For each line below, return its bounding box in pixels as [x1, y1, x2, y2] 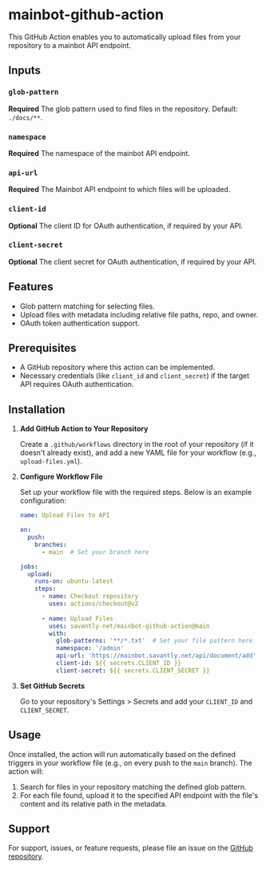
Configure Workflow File [19, 472, 104, 481]
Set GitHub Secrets [19, 681, 85, 691]
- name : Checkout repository [41, 592, 139, 600]
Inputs [8, 64, 42, 78]
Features [8, 280, 54, 293]
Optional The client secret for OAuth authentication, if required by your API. [8, 257, 257, 266]
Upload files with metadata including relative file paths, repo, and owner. [19, 309, 259, 319]
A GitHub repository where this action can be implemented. [19, 362, 216, 373]
